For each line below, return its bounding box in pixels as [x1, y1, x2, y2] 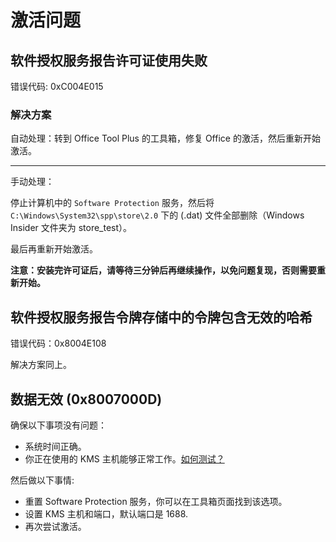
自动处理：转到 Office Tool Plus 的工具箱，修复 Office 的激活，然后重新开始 [10, 132, 321, 145]
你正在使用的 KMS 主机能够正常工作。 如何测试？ [24, 452, 225, 465]
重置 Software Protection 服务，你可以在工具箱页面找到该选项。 [24, 495, 288, 507]
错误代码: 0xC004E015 [10, 81, 104, 92]
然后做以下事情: [10, 474, 75, 486]
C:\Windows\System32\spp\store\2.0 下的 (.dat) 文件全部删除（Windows [10, 209, 305, 221]
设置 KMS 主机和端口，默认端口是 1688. [24, 507, 189, 520]
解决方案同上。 [10, 359, 72, 371]
